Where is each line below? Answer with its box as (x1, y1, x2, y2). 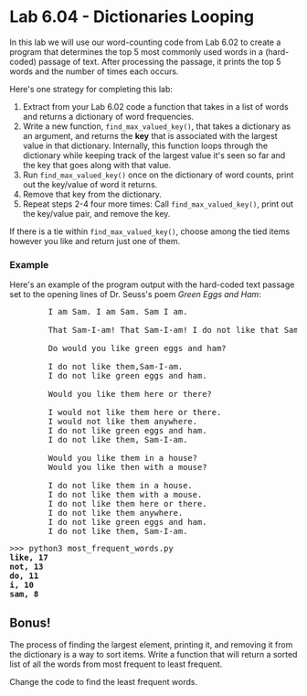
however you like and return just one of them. (9, 235, 181, 246)
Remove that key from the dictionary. (22, 188, 163, 199)
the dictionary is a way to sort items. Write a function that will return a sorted (9, 649, 298, 660)
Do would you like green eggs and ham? (48, 343, 227, 354)
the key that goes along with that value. (22, 159, 172, 170)
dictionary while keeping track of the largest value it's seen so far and (22, 149, 286, 161)
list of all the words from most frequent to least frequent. (9, 659, 223, 669)
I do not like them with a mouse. (48, 489, 203, 500)
